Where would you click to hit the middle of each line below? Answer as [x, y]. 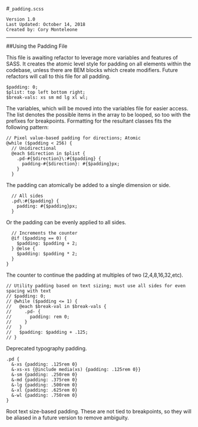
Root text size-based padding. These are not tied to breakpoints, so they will [99, 411]
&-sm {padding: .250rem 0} [44, 375]
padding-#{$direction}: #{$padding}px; [70, 164]
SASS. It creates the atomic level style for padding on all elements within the [99, 64]
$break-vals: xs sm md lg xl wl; [47, 97]
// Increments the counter [44, 233]
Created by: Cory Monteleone [42, 29]
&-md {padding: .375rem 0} [44, 380]
